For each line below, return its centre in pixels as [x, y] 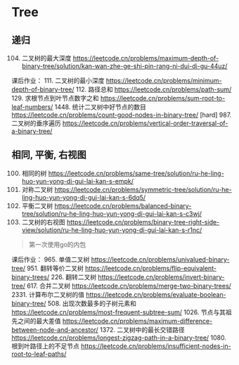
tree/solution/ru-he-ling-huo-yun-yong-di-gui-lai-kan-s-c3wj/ [112, 213]
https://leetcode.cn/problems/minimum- [164, 81]
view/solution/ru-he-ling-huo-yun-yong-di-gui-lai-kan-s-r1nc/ [112, 230]
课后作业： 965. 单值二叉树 [51, 259]
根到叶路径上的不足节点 [45, 346]
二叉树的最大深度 [46, 58]
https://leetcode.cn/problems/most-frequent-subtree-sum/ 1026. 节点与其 [118, 312]
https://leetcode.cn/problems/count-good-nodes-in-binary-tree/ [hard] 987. [122, 115]
